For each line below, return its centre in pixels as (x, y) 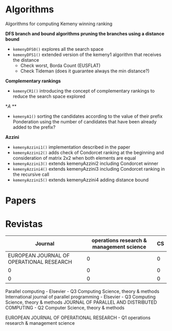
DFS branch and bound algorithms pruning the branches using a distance (85, 33)
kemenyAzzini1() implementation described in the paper (71, 147)
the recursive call (31, 174)
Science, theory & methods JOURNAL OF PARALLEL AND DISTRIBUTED (81, 302)
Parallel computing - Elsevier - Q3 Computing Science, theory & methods (82, 291)
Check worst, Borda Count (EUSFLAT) (60, 65)
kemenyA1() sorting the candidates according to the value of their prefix (88, 116)
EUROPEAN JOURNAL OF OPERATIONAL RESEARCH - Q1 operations (78, 318)
